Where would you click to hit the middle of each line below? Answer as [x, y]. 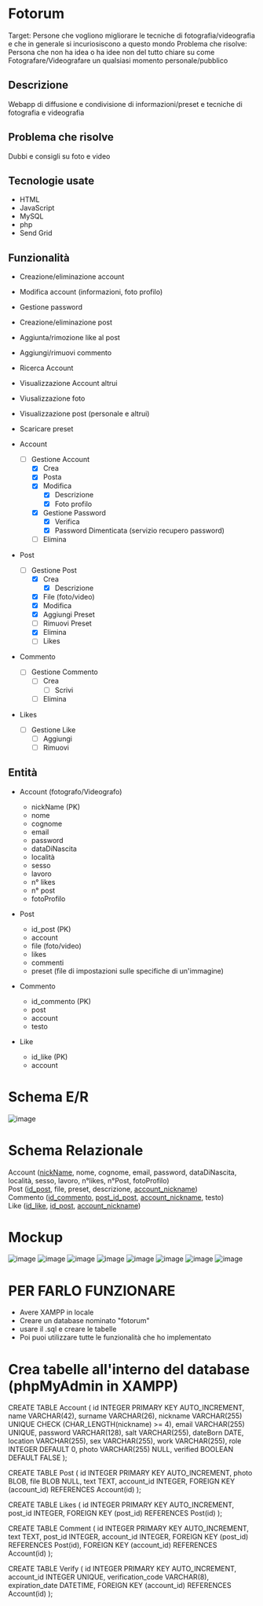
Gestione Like [53, 730]
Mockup [36, 1237]
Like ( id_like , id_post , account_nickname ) [75, 1205]
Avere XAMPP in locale [57, 1312]
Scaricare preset [46, 429]
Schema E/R [48, 1096]
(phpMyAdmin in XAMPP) [93, 1386]
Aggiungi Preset [69, 614]
